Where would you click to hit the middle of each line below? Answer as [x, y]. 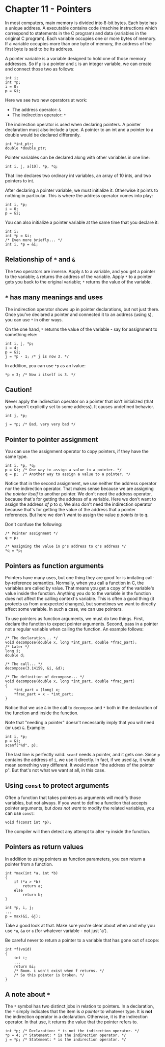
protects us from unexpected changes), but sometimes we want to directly [81, 604]
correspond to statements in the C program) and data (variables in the [76, 33]
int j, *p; [16, 416]
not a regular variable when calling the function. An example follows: [74, 629]
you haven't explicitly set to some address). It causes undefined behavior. [80, 407]
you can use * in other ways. [34, 319]
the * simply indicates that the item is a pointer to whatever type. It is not [79, 1012]
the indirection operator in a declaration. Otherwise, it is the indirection [77, 1017]
